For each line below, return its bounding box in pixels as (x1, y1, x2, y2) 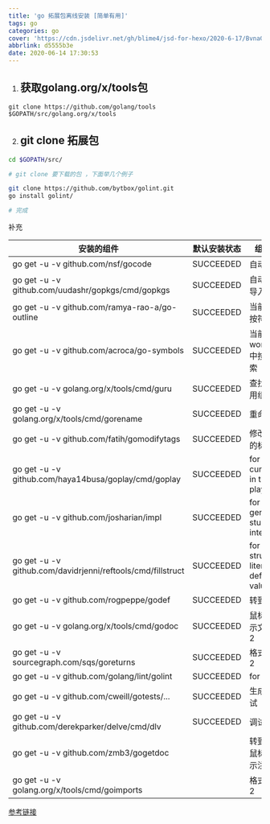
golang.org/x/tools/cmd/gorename (12, 414, 143, 424)
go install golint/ (8, 192, 74, 200)
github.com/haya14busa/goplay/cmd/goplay (12, 474, 181, 484)
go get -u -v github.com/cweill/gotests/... (12, 691, 170, 702)
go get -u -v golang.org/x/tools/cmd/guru (12, 383, 173, 394)
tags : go (8, 19, 38, 27)
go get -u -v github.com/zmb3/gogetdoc (12, 748, 170, 758)
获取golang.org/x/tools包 (19, 81, 149, 95)
